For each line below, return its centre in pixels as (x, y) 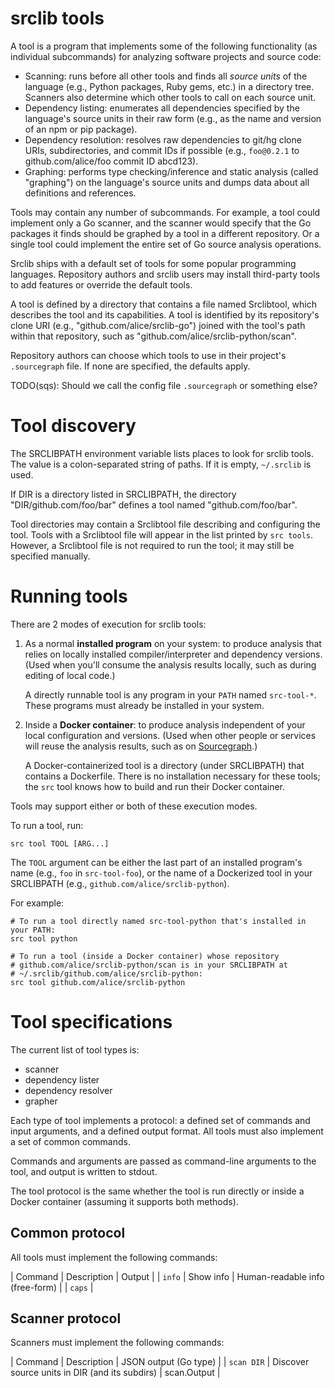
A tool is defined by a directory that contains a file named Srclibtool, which (164, 304)
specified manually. (50, 556)
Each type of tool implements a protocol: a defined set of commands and (160, 1120)
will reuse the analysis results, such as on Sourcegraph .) (141, 746)
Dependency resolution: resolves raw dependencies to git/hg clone (163, 139)
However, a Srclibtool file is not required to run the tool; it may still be (152, 545)
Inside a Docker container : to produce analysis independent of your (165, 724)
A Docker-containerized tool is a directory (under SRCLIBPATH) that (164, 765)
